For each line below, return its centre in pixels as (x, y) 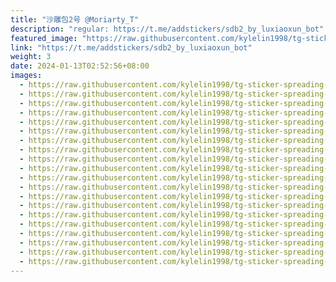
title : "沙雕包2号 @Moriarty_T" (75, 19)
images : (26, 76)
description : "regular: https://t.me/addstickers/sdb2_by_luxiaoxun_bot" (167, 29)
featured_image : (44, 38)
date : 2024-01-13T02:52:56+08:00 (80, 66)
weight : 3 (31, 57)
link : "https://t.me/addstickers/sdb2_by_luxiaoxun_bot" (131, 47)
